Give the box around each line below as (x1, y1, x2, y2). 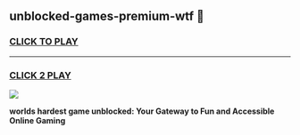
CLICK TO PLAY (9, 36, 79, 48)
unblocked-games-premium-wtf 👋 (9, 9, 204, 24)
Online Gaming (9, 115, 66, 125)
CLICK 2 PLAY (9, 68, 71, 81)
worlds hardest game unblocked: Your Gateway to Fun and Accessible (9, 106, 275, 116)
